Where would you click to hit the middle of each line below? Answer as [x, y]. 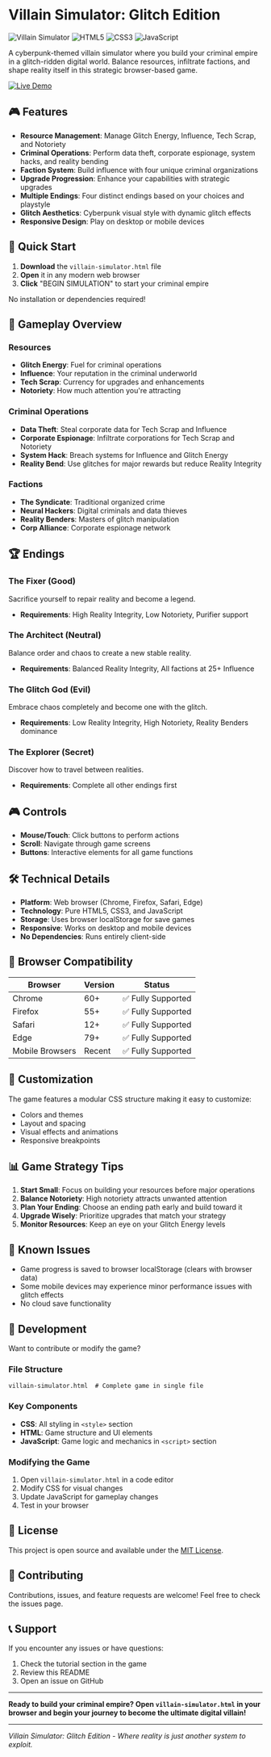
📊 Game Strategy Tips [66, 1167]
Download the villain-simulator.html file [90, 266]
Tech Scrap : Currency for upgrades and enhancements [112, 382]
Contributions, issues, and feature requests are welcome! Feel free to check [134, 1595]
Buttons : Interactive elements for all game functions [106, 853]
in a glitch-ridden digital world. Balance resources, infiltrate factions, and [129, 61]
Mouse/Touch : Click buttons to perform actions [100, 835]
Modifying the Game [49, 1461]
